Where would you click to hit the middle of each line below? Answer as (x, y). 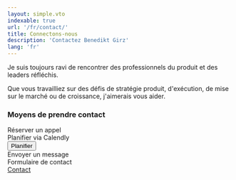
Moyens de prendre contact (56, 115)
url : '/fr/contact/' (38, 27)
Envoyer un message (38, 154)
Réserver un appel (35, 130)
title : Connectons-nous (43, 34)
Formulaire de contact (40, 162)
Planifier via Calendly (39, 138)
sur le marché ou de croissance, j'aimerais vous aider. (87, 96)
